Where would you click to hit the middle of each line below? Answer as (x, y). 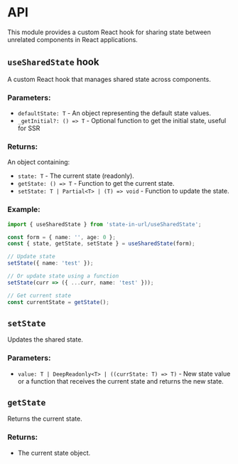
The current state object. (54, 453)
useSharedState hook (53, 62)
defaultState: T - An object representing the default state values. (114, 113)
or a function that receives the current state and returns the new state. (120, 381)
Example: (24, 209)
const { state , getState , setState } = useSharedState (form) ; (101, 244)
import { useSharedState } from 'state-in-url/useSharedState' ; (104, 224)
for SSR (29, 128)
